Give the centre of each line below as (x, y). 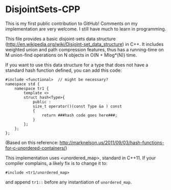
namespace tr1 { (32, 88)
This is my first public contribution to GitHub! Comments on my (71, 23)
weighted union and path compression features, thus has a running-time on (85, 49)
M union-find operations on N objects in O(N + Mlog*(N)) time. (71, 55)
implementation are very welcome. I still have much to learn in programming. (86, 29)
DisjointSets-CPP (43, 9)
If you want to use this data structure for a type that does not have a (77, 65)
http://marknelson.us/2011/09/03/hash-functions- (112, 142)
